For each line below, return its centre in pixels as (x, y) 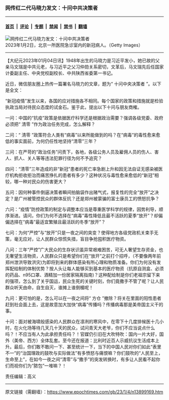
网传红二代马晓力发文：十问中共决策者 (52, 8)
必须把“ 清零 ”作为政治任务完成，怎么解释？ (50, 124)
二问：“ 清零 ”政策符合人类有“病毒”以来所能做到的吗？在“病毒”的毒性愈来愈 (83, 135)
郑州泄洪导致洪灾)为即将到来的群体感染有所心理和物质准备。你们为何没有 (81, 262)
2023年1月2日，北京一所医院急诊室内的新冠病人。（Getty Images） (74, 45)
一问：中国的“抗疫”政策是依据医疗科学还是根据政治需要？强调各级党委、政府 (84, 118)
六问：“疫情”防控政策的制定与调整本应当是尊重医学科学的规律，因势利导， (82, 209)
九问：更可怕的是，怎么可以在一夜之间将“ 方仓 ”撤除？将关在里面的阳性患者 (83, 298)
